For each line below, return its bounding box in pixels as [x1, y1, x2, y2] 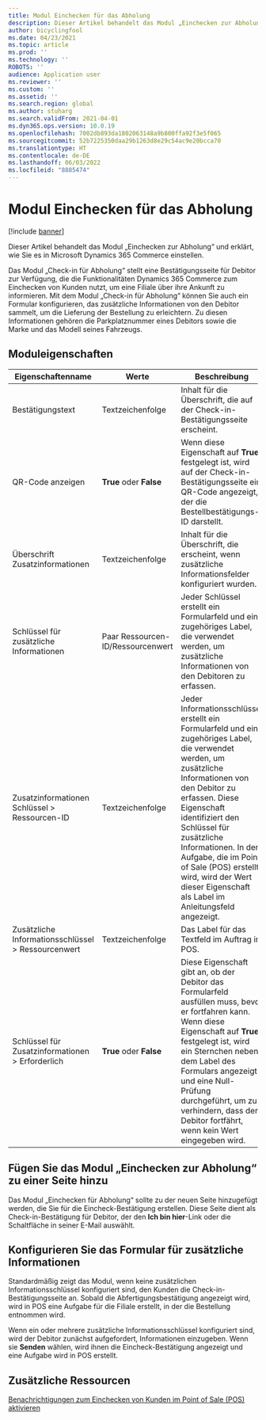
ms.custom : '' [8, 85, 55, 93]
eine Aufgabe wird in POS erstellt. [8, 1351, 119, 1361]
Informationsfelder [180, 568, 250, 579]
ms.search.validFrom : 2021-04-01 [8, 115, 119, 123]
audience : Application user [8, 70, 101, 78]
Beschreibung [195, 371, 249, 382]
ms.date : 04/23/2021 [8, 33, 77, 42]
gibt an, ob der [180, 966, 235, 977]
